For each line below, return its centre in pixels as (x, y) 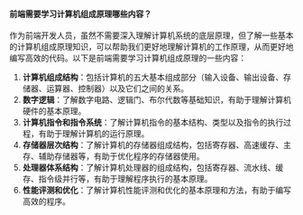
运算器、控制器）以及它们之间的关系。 (118, 89)
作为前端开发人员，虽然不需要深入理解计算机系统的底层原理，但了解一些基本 (151, 35)
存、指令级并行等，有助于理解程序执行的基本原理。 (117, 179)
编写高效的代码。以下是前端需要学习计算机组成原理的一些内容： (128, 58)
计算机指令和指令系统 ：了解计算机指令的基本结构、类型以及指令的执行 (153, 123)
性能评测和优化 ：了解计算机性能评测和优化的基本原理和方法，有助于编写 (156, 191)
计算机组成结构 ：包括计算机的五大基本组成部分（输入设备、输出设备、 (153, 78)
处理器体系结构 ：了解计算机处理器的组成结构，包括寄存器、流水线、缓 (153, 168)
